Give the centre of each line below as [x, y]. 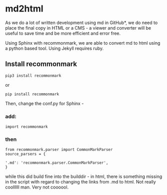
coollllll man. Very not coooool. [37, 187]
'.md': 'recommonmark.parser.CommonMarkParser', [57, 163]
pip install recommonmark [32, 94]
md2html [24, 9]
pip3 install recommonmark [33, 76]
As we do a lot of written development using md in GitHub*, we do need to [81, 23]
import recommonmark [27, 127]
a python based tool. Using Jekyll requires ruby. [54, 48]
